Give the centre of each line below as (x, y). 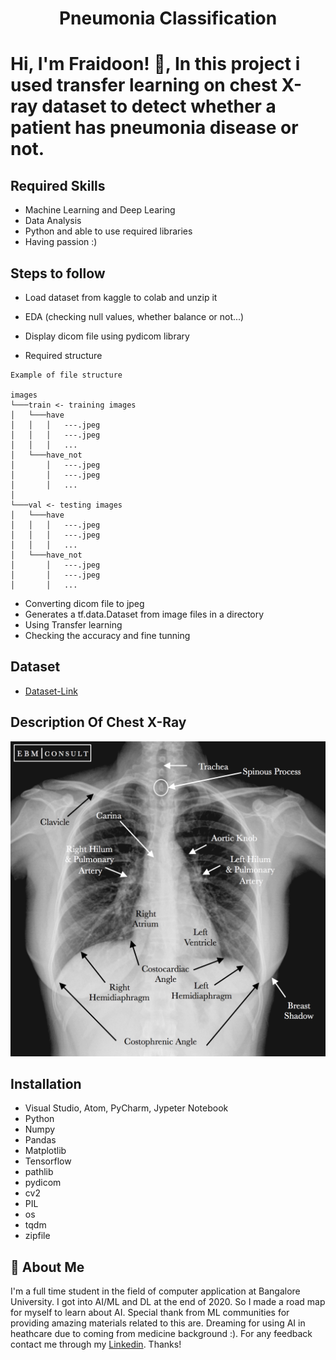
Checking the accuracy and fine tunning (107, 635)
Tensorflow (48, 1161)
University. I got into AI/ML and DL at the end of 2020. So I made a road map (168, 1302)
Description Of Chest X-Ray (98, 722)
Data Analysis (53, 221)
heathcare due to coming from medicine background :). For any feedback (161, 1334)
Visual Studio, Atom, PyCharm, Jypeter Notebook (126, 1108)
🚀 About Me (47, 1267)
